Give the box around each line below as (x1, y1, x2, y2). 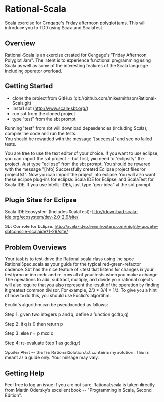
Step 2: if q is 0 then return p (5, 321, 63, 327)
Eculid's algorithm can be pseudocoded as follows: (5, 302, 108, 308)
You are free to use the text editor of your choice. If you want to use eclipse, (5, 151, 159, 156)
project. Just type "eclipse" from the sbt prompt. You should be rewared (5, 161, 151, 167)
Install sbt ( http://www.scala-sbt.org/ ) (12, 105, 89, 111)
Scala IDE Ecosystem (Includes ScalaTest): (5, 209, 91, 215)
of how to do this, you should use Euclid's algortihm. (5, 293, 111, 299)
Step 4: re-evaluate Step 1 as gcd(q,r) (5, 340, 81, 346)
